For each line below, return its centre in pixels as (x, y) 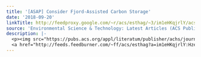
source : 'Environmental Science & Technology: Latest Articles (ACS (93, 28)
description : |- (26, 34)
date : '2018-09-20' (31, 17)
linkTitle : (20, 23)
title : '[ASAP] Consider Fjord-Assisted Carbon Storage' (79, 12)
